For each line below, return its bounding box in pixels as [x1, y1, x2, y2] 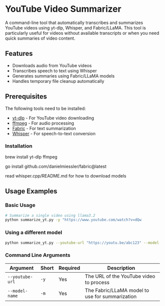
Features [5, 50, 33, 58]
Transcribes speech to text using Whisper [12, 68, 97, 74]
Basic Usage [5, 202, 36, 209]
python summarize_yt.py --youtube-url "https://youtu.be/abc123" [5, 240, 141, 245]
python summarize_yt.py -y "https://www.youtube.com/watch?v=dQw [5, 217, 141, 223]
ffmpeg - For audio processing [12, 120, 75, 126]
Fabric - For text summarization [12, 125, 76, 131]
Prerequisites [5, 92, 47, 101]
